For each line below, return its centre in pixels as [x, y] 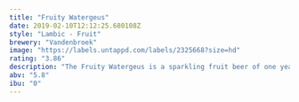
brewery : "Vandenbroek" [53, 42]
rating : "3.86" [37, 59]
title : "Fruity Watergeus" [59, 17]
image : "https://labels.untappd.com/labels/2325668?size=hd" [125, 51]
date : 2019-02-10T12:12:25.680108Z [75, 26]
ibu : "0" [25, 83]
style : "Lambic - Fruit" [55, 34]
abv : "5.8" [29, 75]
